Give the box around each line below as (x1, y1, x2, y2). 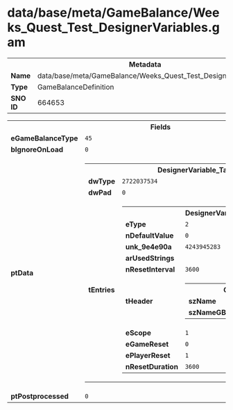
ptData (10, 268, 34, 277)
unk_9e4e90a (125, 242, 172, 252)
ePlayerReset (125, 350, 171, 360)
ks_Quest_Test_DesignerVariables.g (7, 19, 220, 35)
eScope (125, 328, 151, 338)
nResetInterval (125, 264, 175, 274)
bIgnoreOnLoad (10, 145, 64, 154)
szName (188, 296, 216, 306)
